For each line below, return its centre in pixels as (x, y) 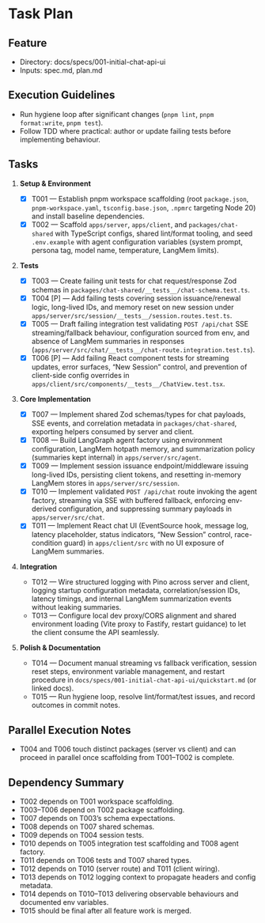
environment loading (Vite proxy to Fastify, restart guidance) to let (139, 624)
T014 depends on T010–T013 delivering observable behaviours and (129, 894)
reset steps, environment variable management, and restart (128, 671)
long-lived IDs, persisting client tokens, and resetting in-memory (136, 475)
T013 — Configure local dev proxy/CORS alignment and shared (134, 616)
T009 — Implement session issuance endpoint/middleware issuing (140, 466)
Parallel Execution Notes (70, 730)
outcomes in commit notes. (76, 705)
